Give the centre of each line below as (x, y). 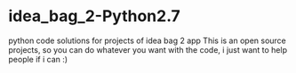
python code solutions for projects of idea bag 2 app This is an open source (147, 40)
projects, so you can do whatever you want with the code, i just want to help (148, 49)
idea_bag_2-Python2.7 (95, 16)
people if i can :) (38, 59)
